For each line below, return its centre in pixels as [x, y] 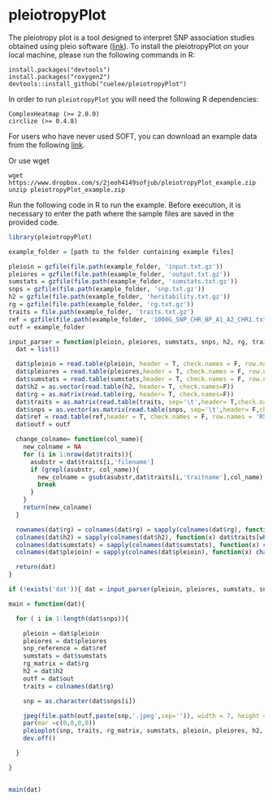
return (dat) [36, 567]
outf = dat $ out [49, 678]
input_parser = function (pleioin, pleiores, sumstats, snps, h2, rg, [129, 342]
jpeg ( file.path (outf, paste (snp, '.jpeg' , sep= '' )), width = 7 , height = [145, 716]
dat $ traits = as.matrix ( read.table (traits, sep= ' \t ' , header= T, [127, 402]
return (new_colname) [58, 508]
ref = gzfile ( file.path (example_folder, [78, 319]
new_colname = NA [52, 447]
